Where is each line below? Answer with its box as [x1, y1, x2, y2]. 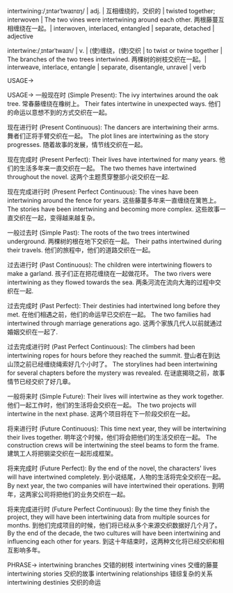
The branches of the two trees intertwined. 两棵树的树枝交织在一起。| [7, 55, 207, 63]
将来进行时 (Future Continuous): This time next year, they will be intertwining [7, 424, 227, 433]
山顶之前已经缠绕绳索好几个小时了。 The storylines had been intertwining [7, 360, 218, 368]
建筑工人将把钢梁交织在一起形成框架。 [7, 449, 117, 457]
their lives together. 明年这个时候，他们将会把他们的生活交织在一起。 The [7, 433, 217, 441]
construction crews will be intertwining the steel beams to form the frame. [7, 441, 219, 449]
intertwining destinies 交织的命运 [7, 578, 102, 586]
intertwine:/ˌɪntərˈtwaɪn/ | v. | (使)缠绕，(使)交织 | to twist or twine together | [7, 47, 223, 54]
